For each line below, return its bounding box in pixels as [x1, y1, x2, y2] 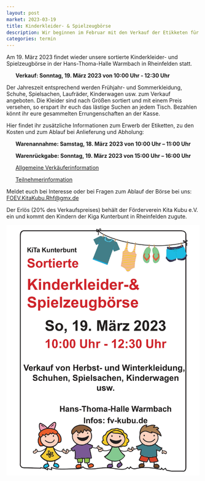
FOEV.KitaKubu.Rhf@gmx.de [6, 194, 79, 202]
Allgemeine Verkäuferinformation [15, 164, 99, 171]
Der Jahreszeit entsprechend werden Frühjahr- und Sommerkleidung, [6, 84, 182, 92]
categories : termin [6, 36, 56, 42]
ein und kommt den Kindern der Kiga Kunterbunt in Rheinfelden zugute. [6, 213, 187, 221]
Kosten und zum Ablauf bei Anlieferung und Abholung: [6, 128, 144, 136]
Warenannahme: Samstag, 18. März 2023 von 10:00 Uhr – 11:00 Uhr [15, 140, 191, 147]
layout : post [6, 10, 40, 16]
